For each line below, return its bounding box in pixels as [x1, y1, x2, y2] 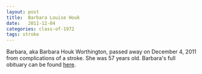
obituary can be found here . [6, 61, 76, 69]
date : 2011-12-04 [6, 20, 56, 26]
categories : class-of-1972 [6, 25, 75, 32]
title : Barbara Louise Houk [6, 15, 80, 21]
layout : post [6, 8, 39, 15]
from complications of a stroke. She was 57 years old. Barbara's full [6, 55, 176, 62]
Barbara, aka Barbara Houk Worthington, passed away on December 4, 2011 [6, 48, 197, 55]
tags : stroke [6, 32, 39, 38]
